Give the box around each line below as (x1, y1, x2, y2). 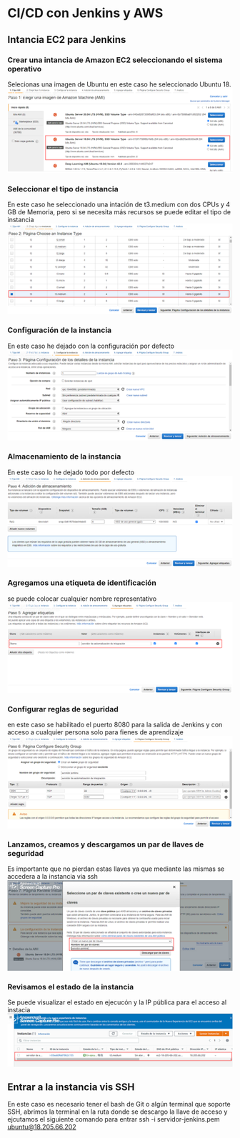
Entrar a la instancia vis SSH (7, 1081, 135, 1093)
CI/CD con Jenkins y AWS (7, 5, 164, 21)
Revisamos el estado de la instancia (7, 982, 134, 992)
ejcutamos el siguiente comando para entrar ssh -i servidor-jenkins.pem (7, 1114, 220, 1123)
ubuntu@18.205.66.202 (7, 1122, 76, 1131)
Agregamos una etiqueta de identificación (7, 578, 157, 588)
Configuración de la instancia (7, 325, 112, 335)
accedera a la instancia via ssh (7, 872, 98, 880)
